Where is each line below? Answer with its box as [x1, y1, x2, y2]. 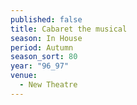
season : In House [10, 33, 83, 43]
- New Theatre [19, 80, 78, 90]
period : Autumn [10, 42, 74, 53]
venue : [10, 71, 38, 81]
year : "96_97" [10, 61, 70, 71]
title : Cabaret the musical [10, 24, 128, 34]
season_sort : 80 [10, 52, 78, 62]
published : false [10, 14, 83, 25]
